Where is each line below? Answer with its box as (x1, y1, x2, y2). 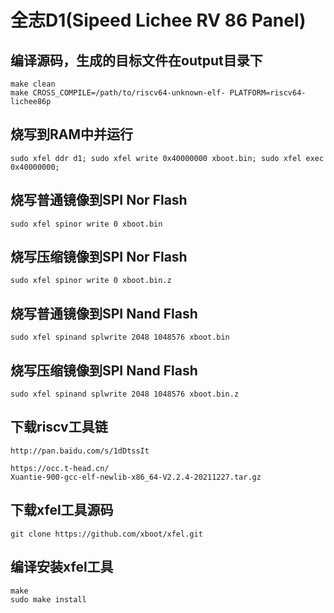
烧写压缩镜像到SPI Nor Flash (10, 249, 188, 266)
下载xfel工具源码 (10, 502, 114, 519)
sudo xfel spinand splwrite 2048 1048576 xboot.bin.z (10, 389, 240, 400)
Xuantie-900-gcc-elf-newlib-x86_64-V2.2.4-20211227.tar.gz (10, 472, 262, 482)
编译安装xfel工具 (10, 559, 114, 576)
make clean (10, 79, 56, 89)
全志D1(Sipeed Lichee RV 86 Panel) (10, 9, 307, 32)
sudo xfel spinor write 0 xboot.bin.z (10, 276, 172, 286)
